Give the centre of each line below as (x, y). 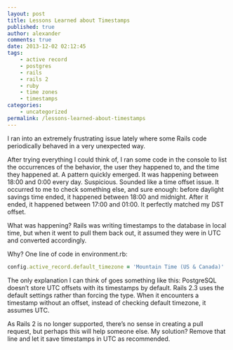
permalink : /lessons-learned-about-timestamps (76, 118)
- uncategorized (44, 112)
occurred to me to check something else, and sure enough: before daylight (115, 189)
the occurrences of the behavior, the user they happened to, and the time (113, 167)
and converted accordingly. (47, 240)
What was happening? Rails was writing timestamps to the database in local (117, 225)
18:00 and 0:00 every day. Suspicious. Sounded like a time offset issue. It (113, 182)
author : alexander (34, 33)
